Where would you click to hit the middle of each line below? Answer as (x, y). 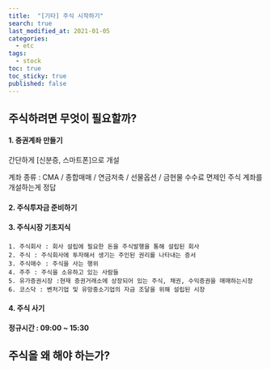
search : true (30, 23)
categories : (28, 38)
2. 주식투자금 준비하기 (43, 207)
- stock (29, 61)
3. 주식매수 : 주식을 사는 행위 (53, 264)
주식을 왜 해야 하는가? (59, 356)
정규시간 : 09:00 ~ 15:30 (49, 328)
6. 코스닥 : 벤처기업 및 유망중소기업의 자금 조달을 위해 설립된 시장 (107, 289)
